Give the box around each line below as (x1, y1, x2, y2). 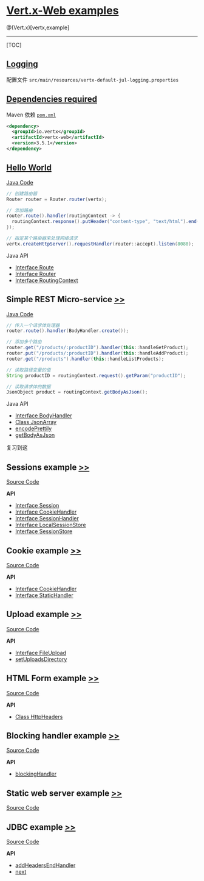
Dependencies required (6, 94, 97, 104)
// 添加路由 (6, 207, 33, 213)
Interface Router (15, 270, 56, 277)
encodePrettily (15, 425, 52, 433)
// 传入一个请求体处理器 (6, 322, 60, 328)
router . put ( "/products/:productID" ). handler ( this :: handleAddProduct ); (6, 350, 189, 356)
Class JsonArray (15, 419, 56, 426)
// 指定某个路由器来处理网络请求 (6, 235, 78, 241)
